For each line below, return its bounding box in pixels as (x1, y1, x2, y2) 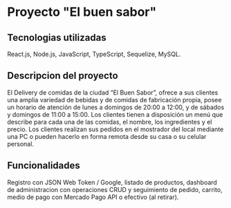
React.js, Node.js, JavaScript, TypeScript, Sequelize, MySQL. (7, 50, 181, 58)
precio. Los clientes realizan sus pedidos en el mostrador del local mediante (7, 125, 224, 133)
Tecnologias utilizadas (7, 32, 107, 44)
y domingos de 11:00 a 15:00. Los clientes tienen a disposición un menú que (7, 110, 223, 118)
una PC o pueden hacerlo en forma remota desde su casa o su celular (7, 132, 207, 140)
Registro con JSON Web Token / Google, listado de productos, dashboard (7, 178, 218, 187)
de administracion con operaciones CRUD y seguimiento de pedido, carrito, (7, 185, 223, 193)
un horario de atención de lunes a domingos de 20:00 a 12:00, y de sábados (7, 103, 225, 111)
